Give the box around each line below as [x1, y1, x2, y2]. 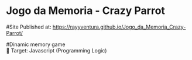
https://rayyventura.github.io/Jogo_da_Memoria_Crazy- [52, 23, 186, 30]
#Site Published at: [6, 23, 52, 30]
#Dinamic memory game [6, 41, 66, 48]
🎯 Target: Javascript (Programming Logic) [6, 47, 107, 54]
